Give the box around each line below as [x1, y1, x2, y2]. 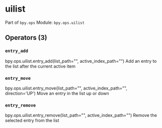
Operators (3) [5, 34, 47, 42]
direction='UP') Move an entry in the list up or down [5, 90, 109, 96]
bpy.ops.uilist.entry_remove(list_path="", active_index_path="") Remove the [5, 112, 157, 118]
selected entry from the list [5, 118, 60, 124]
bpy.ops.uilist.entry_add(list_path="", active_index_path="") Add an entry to [5, 58, 157, 64]
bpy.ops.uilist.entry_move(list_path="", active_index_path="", [5, 85, 128, 91]
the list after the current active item [5, 63, 76, 69]
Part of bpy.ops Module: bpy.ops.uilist [5, 19, 85, 25]
